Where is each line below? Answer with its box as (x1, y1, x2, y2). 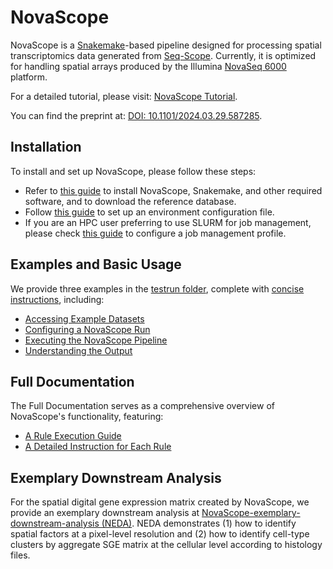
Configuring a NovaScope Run (24, 323, 151, 335)
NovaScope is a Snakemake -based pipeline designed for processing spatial (10, 39, 322, 51)
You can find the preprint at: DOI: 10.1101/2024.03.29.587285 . (10, 109, 263, 121)
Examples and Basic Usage (10, 256, 182, 273)
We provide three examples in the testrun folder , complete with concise (10, 282, 305, 295)
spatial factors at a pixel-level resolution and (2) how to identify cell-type (10, 528, 310, 540)
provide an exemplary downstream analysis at (10, 507, 200, 519)
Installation (10, 139, 82, 156)
